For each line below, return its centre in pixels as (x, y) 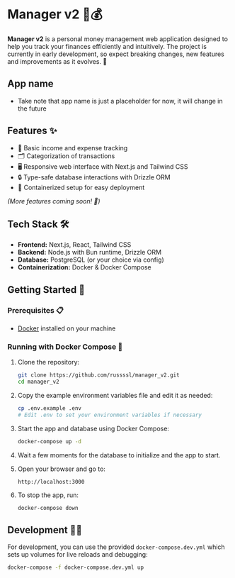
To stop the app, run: (48, 495)
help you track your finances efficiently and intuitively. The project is (107, 46)
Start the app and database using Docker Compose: (93, 428)
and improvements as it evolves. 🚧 (57, 61)
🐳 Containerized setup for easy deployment (81, 187)
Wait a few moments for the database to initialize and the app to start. (119, 455)
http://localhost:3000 (51, 482)
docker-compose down (48, 508)
